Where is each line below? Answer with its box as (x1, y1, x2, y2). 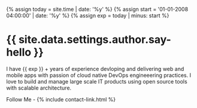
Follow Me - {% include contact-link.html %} (6, 95, 116, 103)
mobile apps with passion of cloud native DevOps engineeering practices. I (6, 72, 192, 79)
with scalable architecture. (6, 84, 72, 91)
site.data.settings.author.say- (18, 33, 172, 47)
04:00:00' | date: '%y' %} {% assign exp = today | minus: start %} (6, 12, 169, 19)
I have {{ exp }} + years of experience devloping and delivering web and (6, 65, 184, 72)
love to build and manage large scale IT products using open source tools (6, 78, 187, 85)
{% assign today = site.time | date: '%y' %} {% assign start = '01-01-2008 (6, 6, 189, 13)
